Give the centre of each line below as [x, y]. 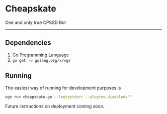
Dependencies [28, 43]
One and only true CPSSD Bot [36, 22]
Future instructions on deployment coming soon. [55, 106]
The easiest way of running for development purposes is [63, 88]
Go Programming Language [41, 55]
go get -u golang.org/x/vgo [41, 60]
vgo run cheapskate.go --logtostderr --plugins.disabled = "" [69, 97]
